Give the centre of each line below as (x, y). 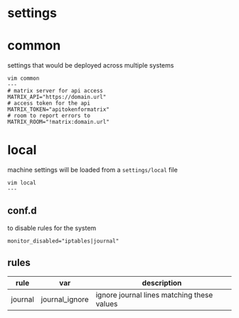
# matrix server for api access (55, 91)
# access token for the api (49, 104)
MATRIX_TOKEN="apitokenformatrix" (59, 110)
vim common (23, 79)
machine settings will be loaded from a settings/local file (92, 170)
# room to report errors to (49, 116)
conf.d (22, 211)
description (162, 282)
